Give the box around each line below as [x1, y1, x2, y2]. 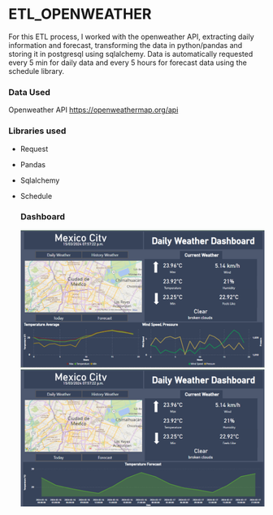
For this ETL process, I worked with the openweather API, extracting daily [8, 32, 254, 41]
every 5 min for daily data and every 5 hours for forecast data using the [8, 58, 248, 67]
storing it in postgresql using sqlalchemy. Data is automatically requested [8, 49, 253, 58]
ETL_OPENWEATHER [8, 5, 152, 24]
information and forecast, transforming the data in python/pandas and [8, 40, 243, 50]
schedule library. [8, 66, 65, 76]
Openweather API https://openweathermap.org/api [8, 105, 179, 115]
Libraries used [8, 125, 67, 136]
